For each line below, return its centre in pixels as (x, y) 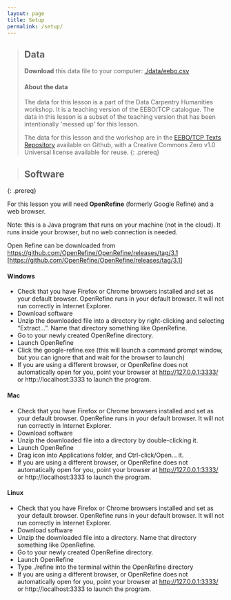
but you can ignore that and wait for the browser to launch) (101, 357)
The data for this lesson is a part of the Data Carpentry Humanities (119, 102)
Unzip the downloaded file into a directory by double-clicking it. (108, 440)
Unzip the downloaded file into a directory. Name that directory (107, 537)
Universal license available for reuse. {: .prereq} (92, 152)
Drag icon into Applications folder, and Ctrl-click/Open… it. (100, 455)
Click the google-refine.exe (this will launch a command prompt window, (120, 350)
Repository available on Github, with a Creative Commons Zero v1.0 (120, 145)
